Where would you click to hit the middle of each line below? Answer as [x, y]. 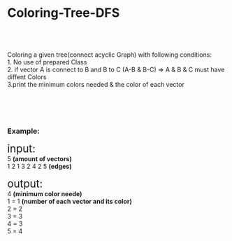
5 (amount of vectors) [39, 159]
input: [22, 149]
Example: [23, 131]
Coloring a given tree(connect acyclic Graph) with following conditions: [109, 55]
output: [25, 184]
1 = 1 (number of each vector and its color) [70, 202]
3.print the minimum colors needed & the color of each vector [96, 84]
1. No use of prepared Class [47, 62]
